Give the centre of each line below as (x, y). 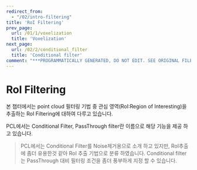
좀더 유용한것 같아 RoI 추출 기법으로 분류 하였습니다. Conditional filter (107, 154)
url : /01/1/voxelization (42, 33)
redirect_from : (25, 11)
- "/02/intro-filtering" (42, 17)
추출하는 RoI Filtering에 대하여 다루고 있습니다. (60, 114)
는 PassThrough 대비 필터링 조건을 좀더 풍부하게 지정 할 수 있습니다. (98, 161)
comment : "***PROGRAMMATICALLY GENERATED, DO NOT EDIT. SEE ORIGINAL (93, 60)
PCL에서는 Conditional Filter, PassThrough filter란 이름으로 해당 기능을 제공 (94, 126)
